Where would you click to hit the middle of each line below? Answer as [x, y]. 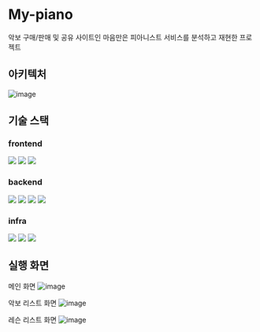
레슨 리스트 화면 [33, 319]
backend [25, 182]
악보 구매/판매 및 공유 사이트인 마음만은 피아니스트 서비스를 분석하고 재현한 [123, 37]
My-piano [41, 15]
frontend [26, 144]
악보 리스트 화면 [33, 303]
